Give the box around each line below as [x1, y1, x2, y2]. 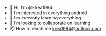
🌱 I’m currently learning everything [9, 15, 81, 20]
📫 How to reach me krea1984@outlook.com [9, 26, 101, 31]
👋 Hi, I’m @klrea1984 [9, 5, 53, 10]
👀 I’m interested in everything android [9, 10, 87, 16]
